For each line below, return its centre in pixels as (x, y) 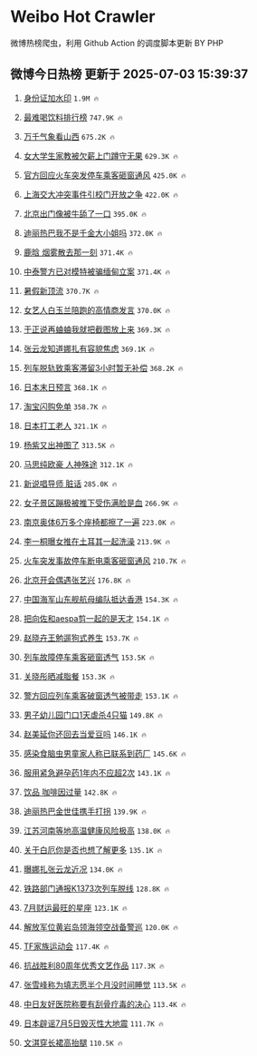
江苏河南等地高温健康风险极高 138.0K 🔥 (97, 830)
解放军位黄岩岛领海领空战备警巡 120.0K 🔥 (101, 926)
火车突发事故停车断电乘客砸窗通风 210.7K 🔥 (105, 561)
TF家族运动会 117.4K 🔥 (66, 946)
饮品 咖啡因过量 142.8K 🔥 (70, 792)
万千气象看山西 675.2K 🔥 (69, 136)
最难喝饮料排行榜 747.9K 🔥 (73, 117)
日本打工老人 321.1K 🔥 (65, 425)
